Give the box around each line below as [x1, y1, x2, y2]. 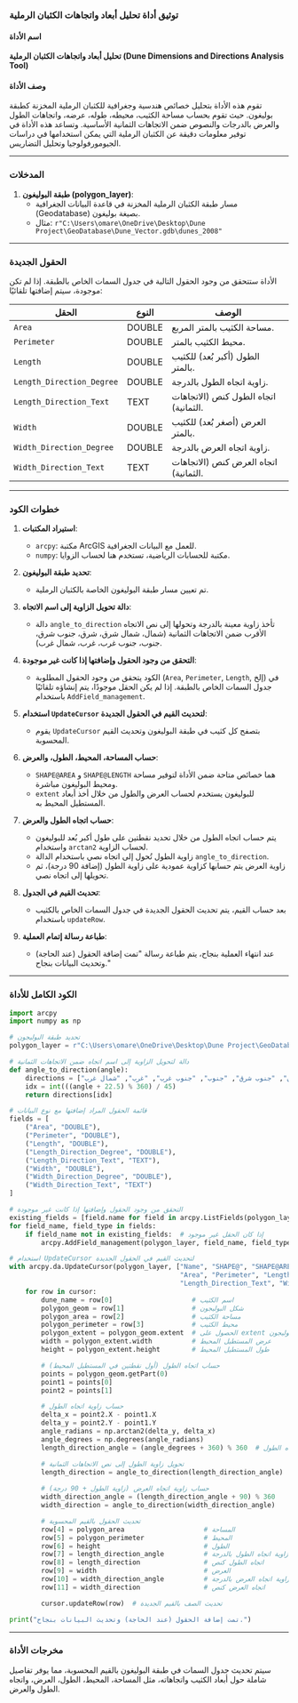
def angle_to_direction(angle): [9, 1065, 129, 1074]
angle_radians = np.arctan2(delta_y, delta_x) [41, 1427, 216, 1436]
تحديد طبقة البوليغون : [21, 567, 92, 578]
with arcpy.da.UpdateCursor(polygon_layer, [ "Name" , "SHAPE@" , [9, 1263, 248, 1272]
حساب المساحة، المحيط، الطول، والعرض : [21, 752, 159, 763]
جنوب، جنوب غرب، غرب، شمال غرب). [35, 638, 162, 648]
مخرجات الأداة [9, 1644, 64, 1657]
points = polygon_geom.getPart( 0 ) [41, 1370, 169, 1378]
